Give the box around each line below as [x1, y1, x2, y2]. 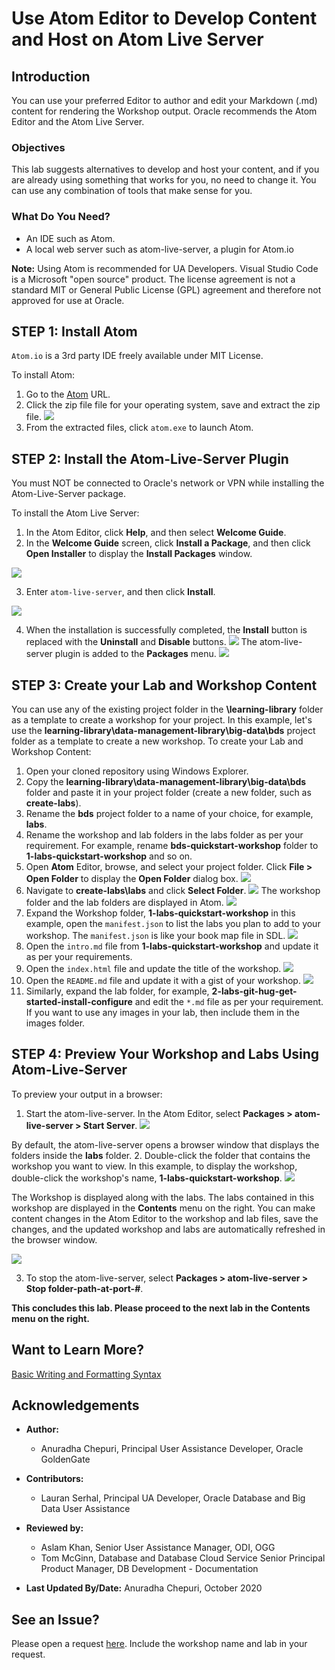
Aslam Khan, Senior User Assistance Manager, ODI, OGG [40, 1542, 276, 1554]
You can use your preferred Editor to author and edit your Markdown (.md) [11, 95, 318, 106]
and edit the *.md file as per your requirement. [134, 996, 324, 1008]
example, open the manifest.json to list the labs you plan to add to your [25, 918, 321, 930]
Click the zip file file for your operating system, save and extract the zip [25, 399, 321, 411]
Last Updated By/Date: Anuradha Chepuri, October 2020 [25, 1582, 263, 1594]
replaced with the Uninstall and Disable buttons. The [25, 636, 258, 648]
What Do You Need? [11, 210, 111, 224]
